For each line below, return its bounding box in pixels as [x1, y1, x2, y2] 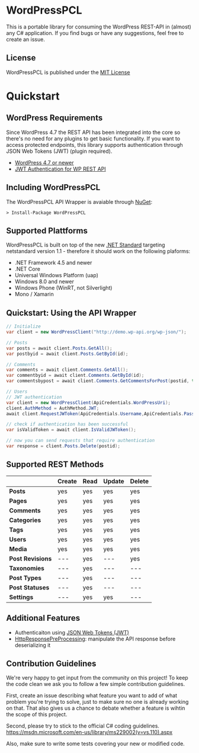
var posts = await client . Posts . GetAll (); [6, 345, 113, 351]
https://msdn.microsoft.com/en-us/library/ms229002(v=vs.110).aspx [6, 729, 173, 736]
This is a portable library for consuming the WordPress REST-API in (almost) [6, 23, 191, 30]
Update [103, 477, 124, 485]
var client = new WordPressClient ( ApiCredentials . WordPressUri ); [6, 399, 171, 406]
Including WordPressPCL [6, 182, 101, 193]
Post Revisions [9, 555, 52, 563]
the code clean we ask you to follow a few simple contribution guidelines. [6, 681, 185, 688]
